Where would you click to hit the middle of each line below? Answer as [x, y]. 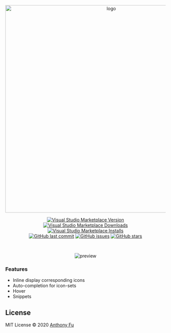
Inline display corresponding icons [49, 280]
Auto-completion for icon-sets [44, 286]
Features [17, 269]
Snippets [22, 297]
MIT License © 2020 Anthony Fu [40, 325]
